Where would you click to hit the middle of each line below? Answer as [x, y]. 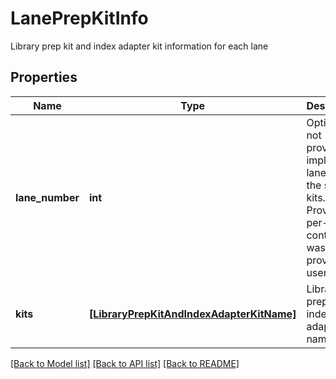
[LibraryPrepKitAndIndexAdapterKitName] [192, 314]
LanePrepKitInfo [79, 18]
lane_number [47, 197]
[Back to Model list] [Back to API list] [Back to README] [125, 363]
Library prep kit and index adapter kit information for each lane [139, 46]
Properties [44, 77]
